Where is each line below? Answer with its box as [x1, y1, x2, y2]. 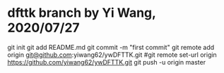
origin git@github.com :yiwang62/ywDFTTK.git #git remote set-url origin [7, 51, 217, 59]
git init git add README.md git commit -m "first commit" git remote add [7, 43, 215, 51]
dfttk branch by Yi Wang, [7, 5, 156, 21]
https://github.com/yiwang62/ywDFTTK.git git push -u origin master [7, 58, 206, 66]
